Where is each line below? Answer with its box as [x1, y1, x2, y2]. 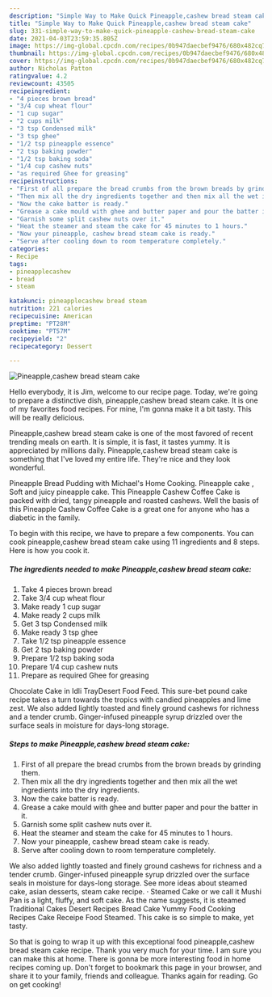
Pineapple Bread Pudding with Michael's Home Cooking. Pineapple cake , [9, 479, 254, 488]
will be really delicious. [9, 413, 86, 423]
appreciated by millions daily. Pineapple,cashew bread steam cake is [9, 446, 238, 455]
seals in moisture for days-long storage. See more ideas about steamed [9, 878, 248, 888]
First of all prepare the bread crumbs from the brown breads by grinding [20, 759, 262, 769]
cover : [9, 57, 31, 65]
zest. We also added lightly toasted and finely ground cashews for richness [9, 703, 260, 713]
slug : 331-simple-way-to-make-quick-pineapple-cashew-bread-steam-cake [9, 27, 255, 35]
